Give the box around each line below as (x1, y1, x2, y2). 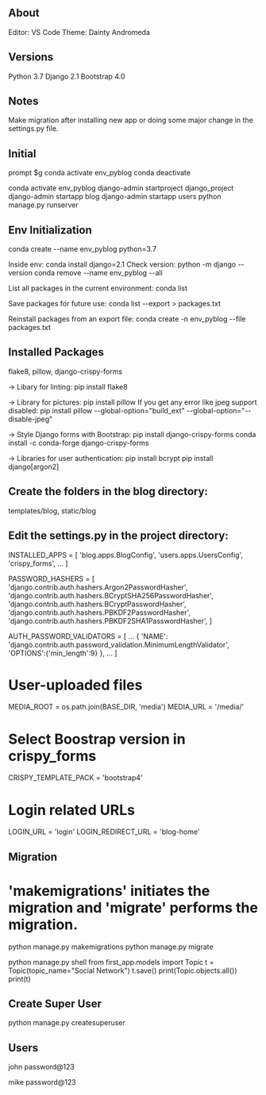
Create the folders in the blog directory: (8, 485, 209, 498)
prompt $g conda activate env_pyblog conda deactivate (8, 168, 191, 178)
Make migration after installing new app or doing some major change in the (8, 115, 254, 125)
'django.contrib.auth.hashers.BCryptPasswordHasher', (8, 599, 187, 609)
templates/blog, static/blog (8, 505, 97, 515)
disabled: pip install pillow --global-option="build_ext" (8, 405, 185, 415)
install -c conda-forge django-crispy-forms (8, 438, 149, 448)
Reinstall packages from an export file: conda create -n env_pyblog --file (8, 314, 246, 324)
